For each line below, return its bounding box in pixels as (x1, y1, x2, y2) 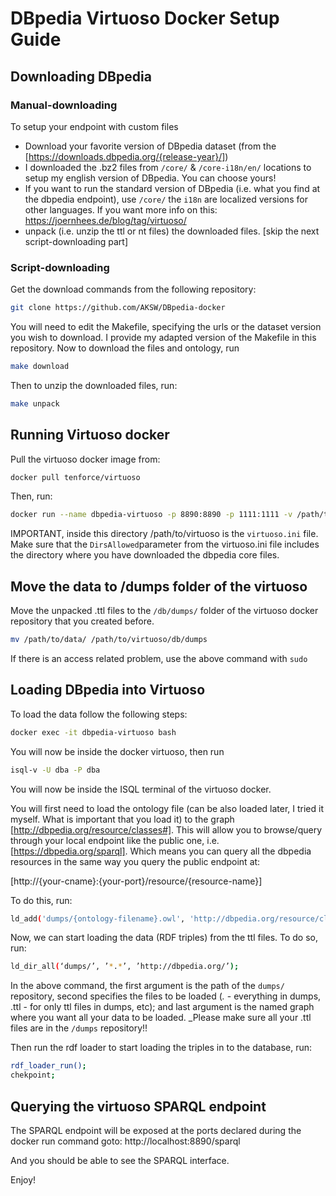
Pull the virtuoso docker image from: (10, 453, 161, 465)
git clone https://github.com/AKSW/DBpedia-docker (10, 303, 226, 313)
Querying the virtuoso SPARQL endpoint (10, 1098, 267, 1115)
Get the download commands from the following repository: (10, 283, 257, 296)
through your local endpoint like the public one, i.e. (10, 834, 220, 846)
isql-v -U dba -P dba (10, 765, 101, 775)
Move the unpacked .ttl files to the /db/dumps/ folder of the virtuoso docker (10, 605, 319, 617)
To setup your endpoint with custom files (10, 120, 179, 132)
